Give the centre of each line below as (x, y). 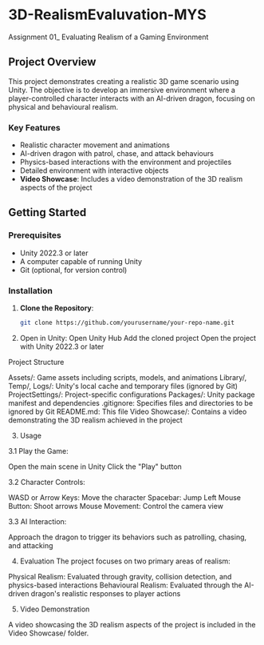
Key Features (35, 127)
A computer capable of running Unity (81, 261)
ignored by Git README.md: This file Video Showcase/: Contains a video (128, 411)
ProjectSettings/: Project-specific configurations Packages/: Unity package (132, 395)
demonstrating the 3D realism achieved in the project (96, 420)
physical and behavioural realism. (63, 106)
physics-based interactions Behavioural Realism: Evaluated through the (126, 585)
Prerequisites (35, 235)
